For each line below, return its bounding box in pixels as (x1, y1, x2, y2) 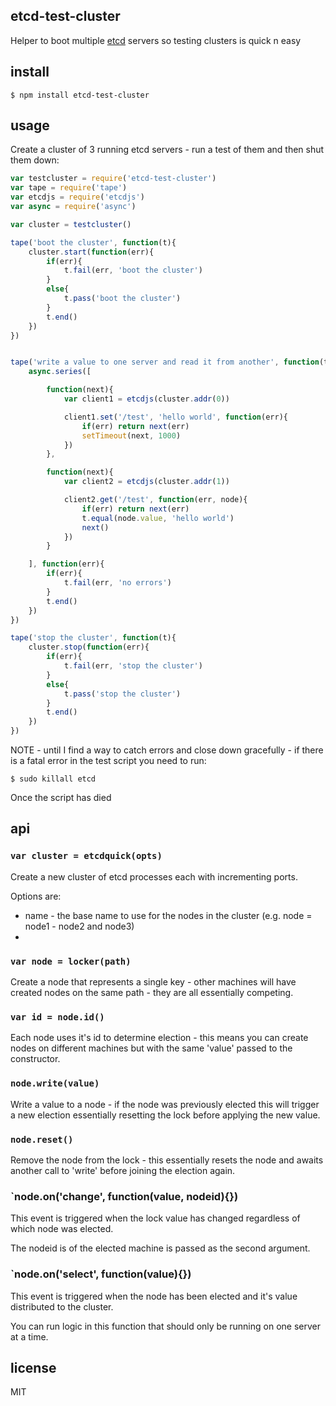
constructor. (10, 1053, 61, 1065)
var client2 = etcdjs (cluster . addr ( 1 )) (63, 477, 230, 487)
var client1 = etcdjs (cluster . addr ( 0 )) (63, 394, 230, 404)
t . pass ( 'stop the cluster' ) (63, 689, 182, 699)
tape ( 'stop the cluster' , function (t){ (10, 633, 177, 643)
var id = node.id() (10, 1011, 105, 1023)
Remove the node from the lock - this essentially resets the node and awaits (10, 1154, 324, 1166)
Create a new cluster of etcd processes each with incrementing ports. (10, 870, 298, 883)
